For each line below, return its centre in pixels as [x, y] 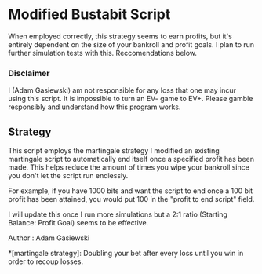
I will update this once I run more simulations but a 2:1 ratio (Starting [118, 214]
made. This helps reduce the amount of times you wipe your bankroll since [129, 167]
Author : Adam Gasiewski [49, 238]
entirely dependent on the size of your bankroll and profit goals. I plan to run [131, 44]
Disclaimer [29, 73]
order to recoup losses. [46, 261]
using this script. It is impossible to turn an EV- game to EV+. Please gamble [131, 99]
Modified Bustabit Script [89, 15]
